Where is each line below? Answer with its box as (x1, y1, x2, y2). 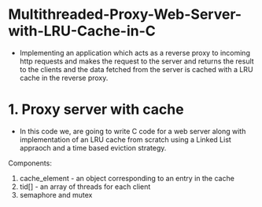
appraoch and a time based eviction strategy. (19, 143, 167, 152)
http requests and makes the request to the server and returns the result (19, 56, 254, 66)
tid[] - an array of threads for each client (19, 182, 151, 191)
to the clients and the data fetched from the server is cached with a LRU (19, 64, 253, 74)
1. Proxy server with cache (8, 100, 184, 118)
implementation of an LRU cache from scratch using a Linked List (19, 135, 232, 144)
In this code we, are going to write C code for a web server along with (19, 126, 246, 136)
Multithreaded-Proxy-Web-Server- (8, 5, 242, 24)
